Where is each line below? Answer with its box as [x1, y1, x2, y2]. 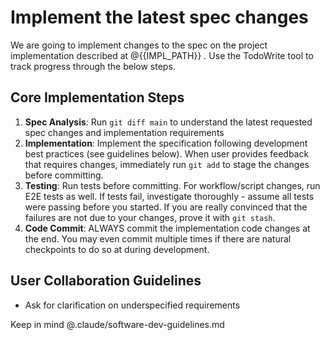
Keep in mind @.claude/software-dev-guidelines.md [10, 318, 225, 330]
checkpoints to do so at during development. [24, 243, 210, 255]
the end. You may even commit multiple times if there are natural [24, 232, 292, 245]
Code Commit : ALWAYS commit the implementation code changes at [24, 222, 311, 234]
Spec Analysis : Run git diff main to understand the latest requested [24, 116, 313, 128]
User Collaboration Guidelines [10, 272, 202, 290]
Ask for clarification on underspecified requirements [24, 299, 241, 311]
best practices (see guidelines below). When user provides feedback [24, 147, 310, 160]
